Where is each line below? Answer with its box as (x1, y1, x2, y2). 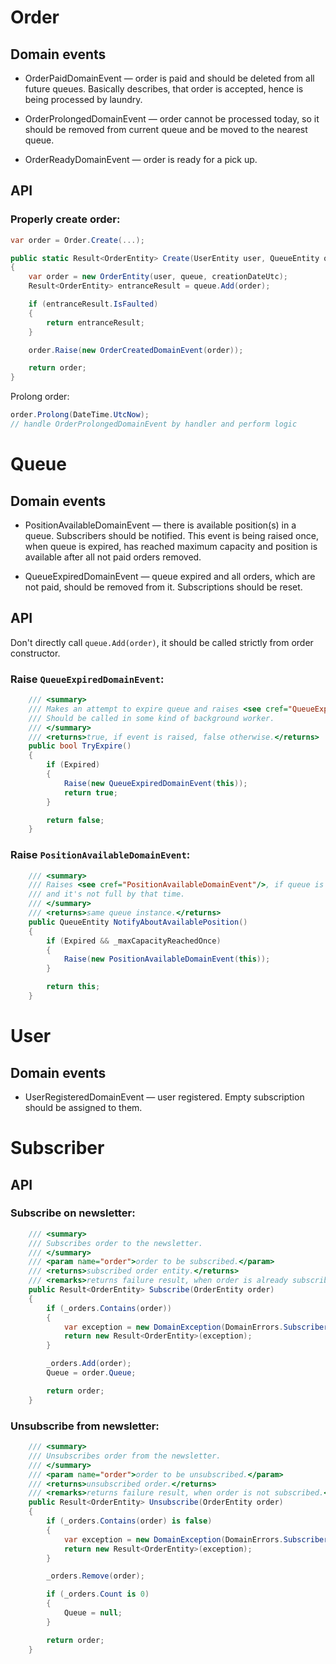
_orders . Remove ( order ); (46, 1571, 145, 1581)
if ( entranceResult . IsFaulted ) (28, 299, 159, 310)
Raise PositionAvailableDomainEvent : (10, 848, 191, 862)
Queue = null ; (63, 1608, 123, 1618)
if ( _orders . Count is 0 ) (46, 1589, 150, 1600)
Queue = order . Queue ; (46, 1368, 137, 1378)
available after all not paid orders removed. (24, 551, 202, 563)
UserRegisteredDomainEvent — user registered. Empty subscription (24, 1091, 305, 1103)
